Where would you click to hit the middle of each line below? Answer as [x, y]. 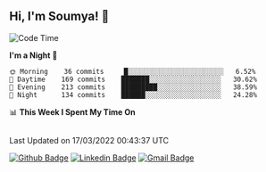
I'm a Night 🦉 [33, 55]
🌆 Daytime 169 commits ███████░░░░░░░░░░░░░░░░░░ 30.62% [133, 79]
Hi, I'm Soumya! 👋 [59, 16]
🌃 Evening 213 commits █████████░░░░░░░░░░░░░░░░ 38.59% [133, 87]
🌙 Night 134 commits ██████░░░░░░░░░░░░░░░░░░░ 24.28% [133, 94]
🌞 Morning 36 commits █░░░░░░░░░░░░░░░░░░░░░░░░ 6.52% [133, 71]
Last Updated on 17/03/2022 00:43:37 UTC [89, 140]
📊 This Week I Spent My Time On [72, 111]
